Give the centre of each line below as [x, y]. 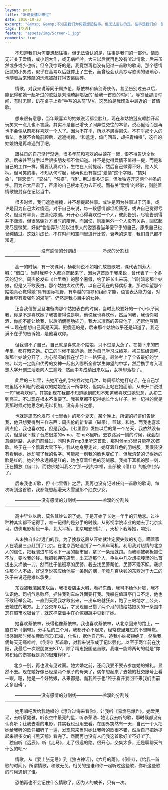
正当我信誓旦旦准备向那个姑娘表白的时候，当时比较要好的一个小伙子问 [87, 308]
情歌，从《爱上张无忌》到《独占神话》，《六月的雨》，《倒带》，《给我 [83, 759]
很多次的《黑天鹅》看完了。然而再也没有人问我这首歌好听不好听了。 [84, 736]
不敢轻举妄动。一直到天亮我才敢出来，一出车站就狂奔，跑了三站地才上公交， [84, 600]
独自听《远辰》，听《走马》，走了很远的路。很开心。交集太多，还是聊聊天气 [86, 742]
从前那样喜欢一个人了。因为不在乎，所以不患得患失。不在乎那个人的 [92, 131]
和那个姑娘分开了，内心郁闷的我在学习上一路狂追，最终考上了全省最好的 [79, 357]
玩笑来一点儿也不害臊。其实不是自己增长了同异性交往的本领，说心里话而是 [82, 124]
